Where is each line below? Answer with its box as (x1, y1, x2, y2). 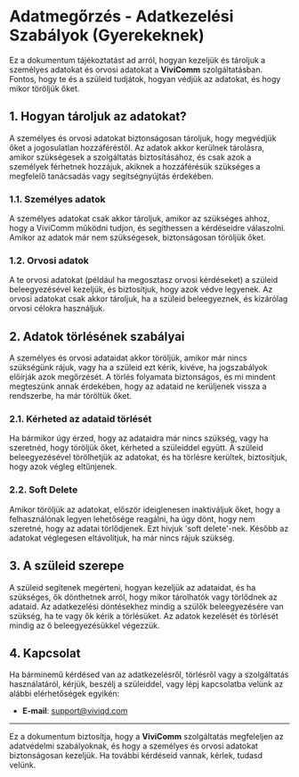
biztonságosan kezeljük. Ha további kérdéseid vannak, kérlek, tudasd (9, 750, 263, 761)
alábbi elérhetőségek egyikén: (9, 689, 120, 699)
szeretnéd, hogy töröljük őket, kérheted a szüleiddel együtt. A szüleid (9, 442, 264, 453)
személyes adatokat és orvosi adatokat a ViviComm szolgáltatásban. (9, 64, 263, 75)
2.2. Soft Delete (9, 484, 78, 496)
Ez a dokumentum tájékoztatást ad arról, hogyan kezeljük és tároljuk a (9, 54, 266, 65)
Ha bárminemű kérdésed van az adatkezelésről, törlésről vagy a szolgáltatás (9, 669, 289, 680)
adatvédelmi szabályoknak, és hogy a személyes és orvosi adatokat (9, 740, 258, 751)
